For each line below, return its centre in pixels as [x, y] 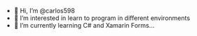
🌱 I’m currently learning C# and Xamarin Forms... [84, 25]
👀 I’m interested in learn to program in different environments [102, 18]
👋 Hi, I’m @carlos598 [44, 11]
